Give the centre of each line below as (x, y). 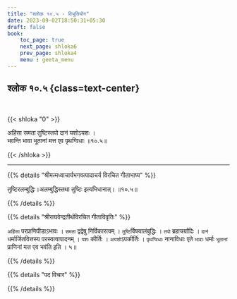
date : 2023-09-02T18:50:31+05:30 (56, 20)
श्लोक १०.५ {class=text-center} (73, 89)
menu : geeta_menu (47, 60)
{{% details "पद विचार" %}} (44, 274)
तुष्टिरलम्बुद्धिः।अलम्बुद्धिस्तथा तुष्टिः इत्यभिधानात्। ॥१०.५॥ (72, 189)
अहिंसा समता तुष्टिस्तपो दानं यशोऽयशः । (51, 133)
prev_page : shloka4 (49, 54)
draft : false (26, 27)
